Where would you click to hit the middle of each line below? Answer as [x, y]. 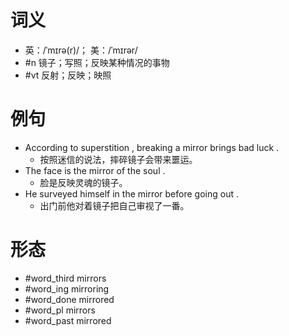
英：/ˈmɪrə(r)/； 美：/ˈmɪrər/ [81, 50]
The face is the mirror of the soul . [95, 170]
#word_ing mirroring [67, 288]
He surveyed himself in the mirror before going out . [131, 193]
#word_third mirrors [65, 278]
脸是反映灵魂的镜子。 [83, 182]
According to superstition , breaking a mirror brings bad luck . [152, 147]
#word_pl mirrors [60, 310]
